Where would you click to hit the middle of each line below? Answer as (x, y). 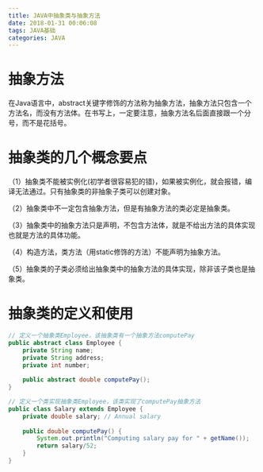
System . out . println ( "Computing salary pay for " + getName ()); (143, 439)
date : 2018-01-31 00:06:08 (53, 23)
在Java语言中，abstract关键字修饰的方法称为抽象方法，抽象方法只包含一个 (130, 103)
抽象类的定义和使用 (71, 314)
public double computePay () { (72, 431)
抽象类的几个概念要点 (78, 158)
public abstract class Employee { (65, 342)
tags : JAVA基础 (32, 30)
